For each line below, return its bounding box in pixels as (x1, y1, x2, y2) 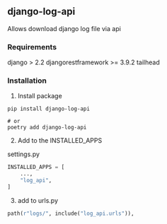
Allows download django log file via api (7, 24, 122, 33)
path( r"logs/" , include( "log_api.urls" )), (7, 210, 134, 217)
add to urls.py (17, 196, 59, 204)
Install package (17, 92, 62, 100)
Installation (7, 76, 47, 86)
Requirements (7, 42, 57, 52)
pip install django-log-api (7, 105, 91, 112)
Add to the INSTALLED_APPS (17, 136, 103, 145)
